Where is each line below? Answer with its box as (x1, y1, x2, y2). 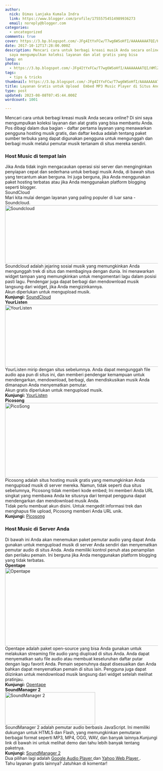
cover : (5, 39, 18, 44)
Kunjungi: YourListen (5, 393, 48, 398)
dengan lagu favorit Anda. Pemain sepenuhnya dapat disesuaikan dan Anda (5, 661, 157, 667)
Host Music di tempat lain (5, 153, 66, 160)
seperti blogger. (5, 184, 37, 190)
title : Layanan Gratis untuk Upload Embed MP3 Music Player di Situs (5, 83, 151, 89)
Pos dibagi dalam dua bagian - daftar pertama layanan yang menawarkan (5, 125, 152, 131)
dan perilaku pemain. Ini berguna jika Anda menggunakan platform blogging (5, 552, 157, 558)
